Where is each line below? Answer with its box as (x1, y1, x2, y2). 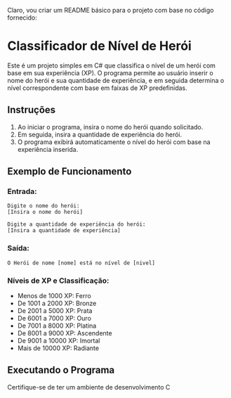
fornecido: (7, 13, 37, 22)
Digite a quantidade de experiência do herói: (7, 221, 146, 228)
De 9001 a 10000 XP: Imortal (17, 337, 100, 345)
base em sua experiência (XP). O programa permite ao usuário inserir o (7, 68, 213, 77)
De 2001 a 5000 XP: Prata (17, 307, 93, 315)
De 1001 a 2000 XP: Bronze (17, 299, 97, 308)
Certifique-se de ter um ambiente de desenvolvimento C (7, 383, 171, 391)
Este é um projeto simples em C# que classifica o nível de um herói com (7, 61, 216, 70)
